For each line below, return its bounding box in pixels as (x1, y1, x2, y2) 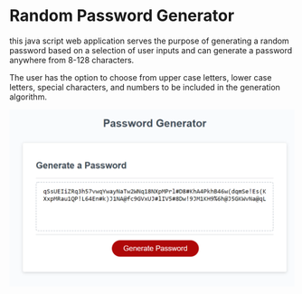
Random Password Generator (9, 5, 235, 26)
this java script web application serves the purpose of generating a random (9, 35, 289, 46)
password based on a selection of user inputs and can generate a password (9, 44, 293, 55)
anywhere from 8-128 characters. (9, 54, 135, 65)
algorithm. (9, 91, 48, 102)
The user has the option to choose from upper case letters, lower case (9, 71, 272, 82)
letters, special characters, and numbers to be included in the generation (9, 81, 280, 92)
